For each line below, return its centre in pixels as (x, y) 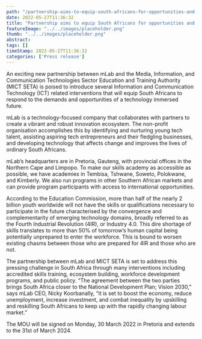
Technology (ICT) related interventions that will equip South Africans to (94, 93)
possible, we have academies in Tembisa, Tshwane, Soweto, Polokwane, (96, 174)
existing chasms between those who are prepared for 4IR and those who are (101, 243)
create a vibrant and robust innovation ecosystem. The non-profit (87, 123)
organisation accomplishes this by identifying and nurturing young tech (94, 130)
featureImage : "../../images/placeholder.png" (66, 29)
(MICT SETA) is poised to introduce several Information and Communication (100, 86)
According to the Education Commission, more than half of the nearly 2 (94, 198)
